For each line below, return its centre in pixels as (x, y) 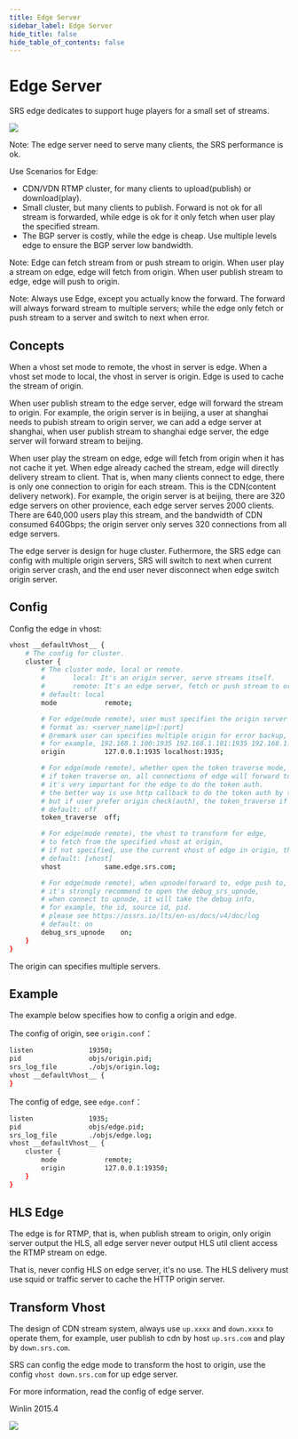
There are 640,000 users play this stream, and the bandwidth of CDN (136, 515)
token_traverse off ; (81, 818)
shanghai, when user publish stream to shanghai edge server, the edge (139, 431)
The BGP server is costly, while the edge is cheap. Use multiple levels (149, 236)
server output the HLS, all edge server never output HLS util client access (143, 1243)
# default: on (67, 924)
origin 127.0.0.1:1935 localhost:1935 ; (133, 752)
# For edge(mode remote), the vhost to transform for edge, (154, 834)
